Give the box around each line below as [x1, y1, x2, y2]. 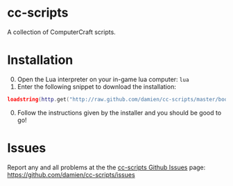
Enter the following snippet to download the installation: [17, 82, 177, 91]
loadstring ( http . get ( [7, 96, 70, 103]
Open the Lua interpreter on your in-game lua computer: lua [17, 75, 189, 83]
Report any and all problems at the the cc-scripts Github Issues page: [7, 163, 206, 171]
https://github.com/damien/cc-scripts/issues [7, 170, 135, 178]
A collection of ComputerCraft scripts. [7, 28, 116, 36]
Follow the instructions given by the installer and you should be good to [17, 108, 222, 117]
